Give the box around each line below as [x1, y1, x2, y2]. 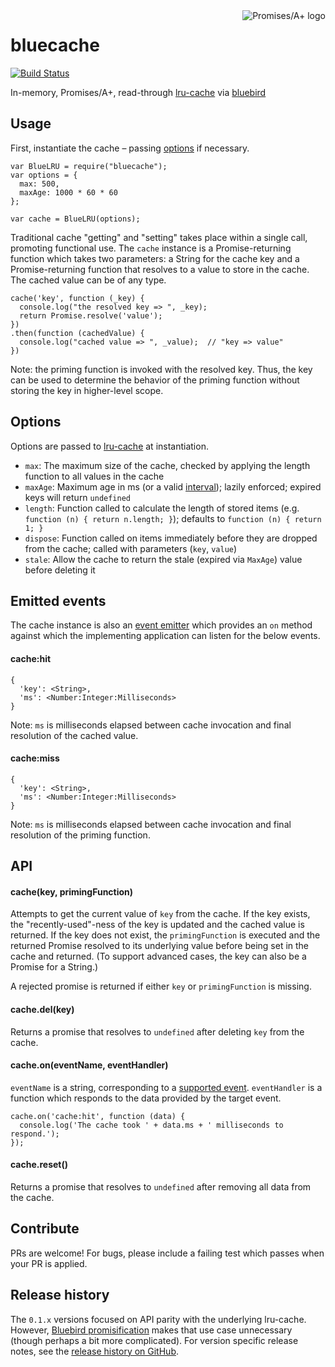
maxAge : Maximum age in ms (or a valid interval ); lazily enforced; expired [24, 480, 322, 493]
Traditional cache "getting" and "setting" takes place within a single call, [10, 231, 308, 243]
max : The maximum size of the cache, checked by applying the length [24, 459, 311, 471]
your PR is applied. [10, 1257, 88, 1269]
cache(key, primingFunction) [10, 885, 134, 898]
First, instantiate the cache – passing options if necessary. [10, 142, 250, 154]
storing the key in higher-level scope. [10, 384, 164, 396]
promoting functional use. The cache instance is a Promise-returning [10, 242, 292, 254]
